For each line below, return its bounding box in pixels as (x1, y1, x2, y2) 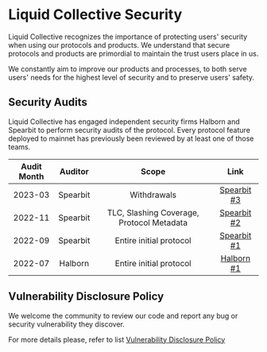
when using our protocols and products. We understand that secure (8, 40, 230, 49)
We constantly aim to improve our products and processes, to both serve (8, 64, 248, 73)
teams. (8, 141, 31, 152)
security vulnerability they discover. (8, 319, 126, 329)
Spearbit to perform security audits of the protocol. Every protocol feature (8, 125, 250, 134)
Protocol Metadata (118, 217, 188, 228)
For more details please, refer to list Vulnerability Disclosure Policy (8, 335, 226, 344)
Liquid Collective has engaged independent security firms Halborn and (8, 117, 240, 126)
